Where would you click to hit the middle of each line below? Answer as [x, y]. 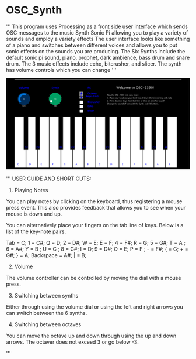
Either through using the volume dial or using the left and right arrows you [94, 307]
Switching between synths [46, 296]
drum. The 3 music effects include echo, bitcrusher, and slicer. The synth [94, 64]
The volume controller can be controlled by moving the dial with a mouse [94, 278]
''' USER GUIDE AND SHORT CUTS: [49, 179]
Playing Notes [31, 190]
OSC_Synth [34, 10]
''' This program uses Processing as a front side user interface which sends [97, 26]
